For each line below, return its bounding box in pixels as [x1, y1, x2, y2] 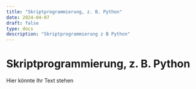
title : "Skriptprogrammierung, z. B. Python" [6, 8, 122, 15]
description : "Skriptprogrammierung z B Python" [6, 31, 130, 37]
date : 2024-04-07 [6, 14, 50, 20]
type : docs [6, 25, 34, 32]
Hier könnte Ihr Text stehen [6, 77, 74, 84]
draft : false [6, 20, 39, 26]
